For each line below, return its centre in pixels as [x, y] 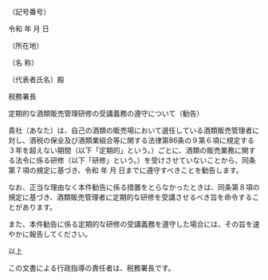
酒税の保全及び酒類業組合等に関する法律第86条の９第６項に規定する [142, 140]
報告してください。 [61, 234]
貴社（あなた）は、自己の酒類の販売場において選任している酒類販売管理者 [130, 130]
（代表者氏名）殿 [36, 79]
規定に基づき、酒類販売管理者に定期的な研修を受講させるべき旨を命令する [130, 197]
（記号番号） [29, 12]
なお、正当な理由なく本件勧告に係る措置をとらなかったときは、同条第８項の [134, 187]
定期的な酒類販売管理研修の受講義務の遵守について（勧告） [106, 113]
